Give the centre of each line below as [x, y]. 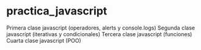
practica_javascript [57, 11]
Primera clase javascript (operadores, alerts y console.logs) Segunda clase [101, 28]
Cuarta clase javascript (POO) [44, 40]
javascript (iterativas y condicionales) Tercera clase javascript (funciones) [99, 34]
